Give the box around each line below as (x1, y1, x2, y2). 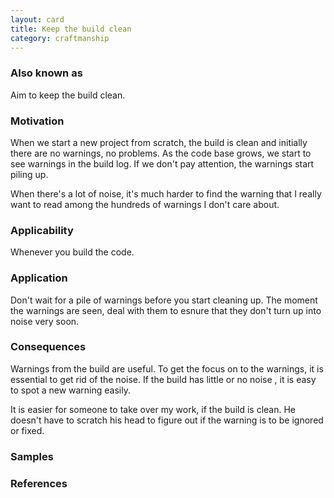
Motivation (10, 114, 65, 128)
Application (10, 271, 68, 285)
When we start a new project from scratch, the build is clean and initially (10, 136, 308, 148)
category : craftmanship (10, 33, 110, 43)
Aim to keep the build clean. (10, 89, 126, 101)
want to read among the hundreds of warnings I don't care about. (10, 198, 280, 210)
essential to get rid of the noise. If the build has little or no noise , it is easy (10, 373, 317, 385)
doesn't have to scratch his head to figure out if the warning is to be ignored (10, 414, 324, 426)
